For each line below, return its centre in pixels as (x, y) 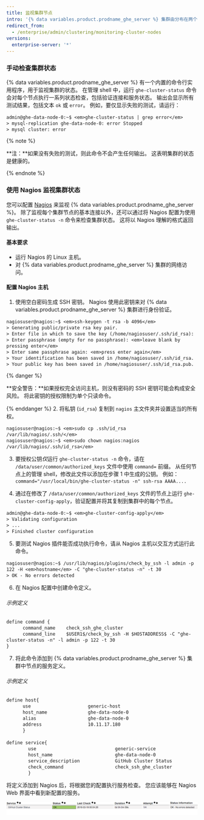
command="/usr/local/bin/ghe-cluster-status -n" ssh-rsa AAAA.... (101, 481)
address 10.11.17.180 (71, 725)
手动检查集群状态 (31, 68)
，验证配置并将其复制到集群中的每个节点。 (123, 501)
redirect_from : (25, 26)
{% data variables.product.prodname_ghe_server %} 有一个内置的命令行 (97, 83)
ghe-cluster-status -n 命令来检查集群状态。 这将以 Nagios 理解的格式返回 (100, 219)
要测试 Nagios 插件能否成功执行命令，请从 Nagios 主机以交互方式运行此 (105, 543)
